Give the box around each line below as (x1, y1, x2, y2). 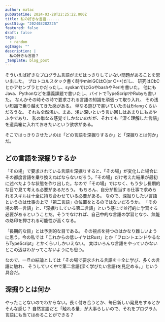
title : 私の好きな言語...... (5, 16, 60, 21)
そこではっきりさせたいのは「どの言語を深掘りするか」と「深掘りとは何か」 (5, 132, 161, 138)
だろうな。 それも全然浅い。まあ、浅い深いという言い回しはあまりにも (5, 109, 149, 115)
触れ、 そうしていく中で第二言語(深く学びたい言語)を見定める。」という (13, 263, 159, 270)
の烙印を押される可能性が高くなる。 (5, 218, 79, 224)
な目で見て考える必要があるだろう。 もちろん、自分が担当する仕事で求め (5, 186, 153, 193)
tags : (5, 35, 16, 40)
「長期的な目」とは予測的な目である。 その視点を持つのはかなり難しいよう (5, 228, 158, 234)
